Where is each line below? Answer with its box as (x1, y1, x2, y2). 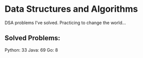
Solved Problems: (4, 34, 60, 42)
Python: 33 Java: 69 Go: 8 (4, 47, 58, 53)
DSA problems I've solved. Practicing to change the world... (4, 20, 126, 26)
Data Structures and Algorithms (4, 3, 138, 15)
